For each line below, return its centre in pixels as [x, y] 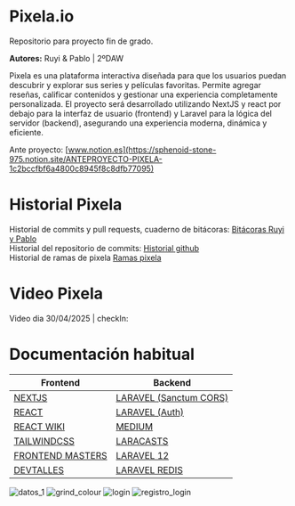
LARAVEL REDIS [150, 469]
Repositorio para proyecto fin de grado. [81, 41]
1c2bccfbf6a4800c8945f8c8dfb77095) [81, 168]
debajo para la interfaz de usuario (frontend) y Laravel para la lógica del [141, 113]
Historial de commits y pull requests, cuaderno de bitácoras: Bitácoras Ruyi [147, 229]
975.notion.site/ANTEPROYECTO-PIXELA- [86, 159]
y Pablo [23, 239]
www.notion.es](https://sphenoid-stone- [142, 150]
